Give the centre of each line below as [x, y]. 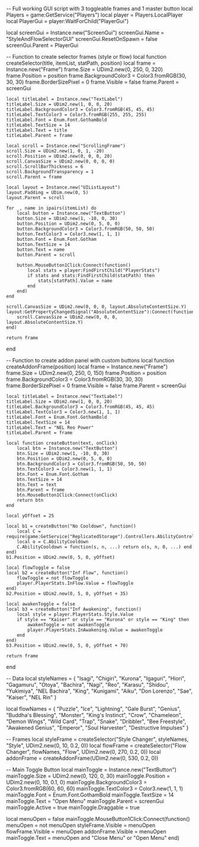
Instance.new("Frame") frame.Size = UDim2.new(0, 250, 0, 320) [85, 69]
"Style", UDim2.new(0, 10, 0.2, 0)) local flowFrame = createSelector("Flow [96, 746]
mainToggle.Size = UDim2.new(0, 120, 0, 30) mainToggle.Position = [88, 776]
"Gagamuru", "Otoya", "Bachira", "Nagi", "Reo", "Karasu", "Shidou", [88, 685]
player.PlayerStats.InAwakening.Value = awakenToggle [95, 630]
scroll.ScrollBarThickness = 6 [45, 167]
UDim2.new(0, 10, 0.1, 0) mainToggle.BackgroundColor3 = [76, 782]
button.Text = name [41, 250]
